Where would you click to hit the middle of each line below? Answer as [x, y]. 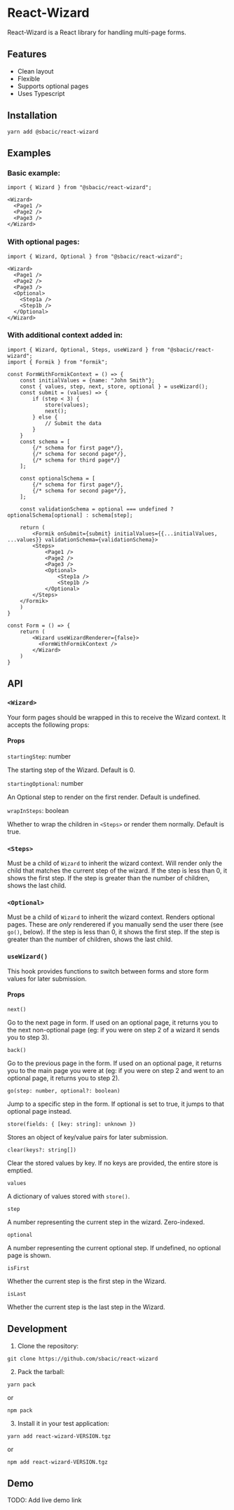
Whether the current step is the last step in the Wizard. [87, 1307]
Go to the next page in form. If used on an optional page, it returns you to [113, 1022]
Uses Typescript [41, 93]
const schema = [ [45, 442]
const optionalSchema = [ [58, 478]
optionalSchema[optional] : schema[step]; [70, 515]
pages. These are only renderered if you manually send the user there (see [115, 924]
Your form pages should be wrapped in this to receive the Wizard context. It [117, 717]
